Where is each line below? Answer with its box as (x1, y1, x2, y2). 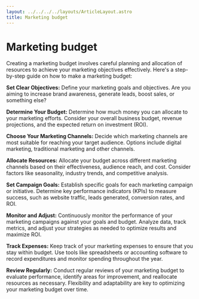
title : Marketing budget (6, 14, 68, 20)
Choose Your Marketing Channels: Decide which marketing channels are (6, 133, 188, 140)
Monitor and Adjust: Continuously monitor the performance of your (6, 212, 173, 219)
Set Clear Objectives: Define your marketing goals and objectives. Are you (6, 84, 191, 91)
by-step (6, 72, 26, 80)
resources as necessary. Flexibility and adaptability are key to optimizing (6, 279, 185, 287)
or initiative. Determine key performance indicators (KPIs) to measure (6, 188, 177, 195)
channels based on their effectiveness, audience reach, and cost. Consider (6, 163, 191, 170)
